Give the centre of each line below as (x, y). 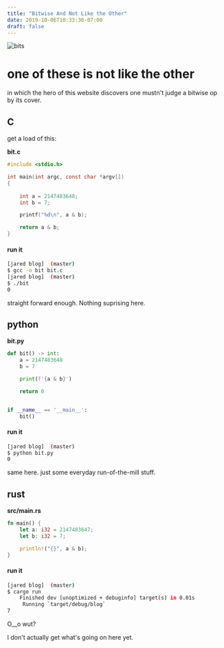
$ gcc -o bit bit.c (35, 271)
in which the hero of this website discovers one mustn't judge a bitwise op (112, 93)
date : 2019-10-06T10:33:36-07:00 (55, 20)
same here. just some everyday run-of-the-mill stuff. (81, 472)
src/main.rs (24, 511)
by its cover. (24, 100)
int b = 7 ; (35, 203)
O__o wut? (22, 624)
